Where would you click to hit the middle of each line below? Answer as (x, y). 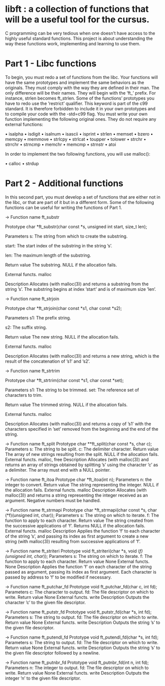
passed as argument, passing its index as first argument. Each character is (81, 572)
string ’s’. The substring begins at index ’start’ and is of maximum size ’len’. (81, 289)
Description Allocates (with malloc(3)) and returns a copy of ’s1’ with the (78, 424)
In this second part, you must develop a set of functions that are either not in (83, 197)
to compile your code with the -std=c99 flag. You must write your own (76, 114)
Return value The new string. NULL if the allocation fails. (62, 337)
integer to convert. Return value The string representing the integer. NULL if (82, 484)
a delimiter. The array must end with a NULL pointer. (58, 470)
